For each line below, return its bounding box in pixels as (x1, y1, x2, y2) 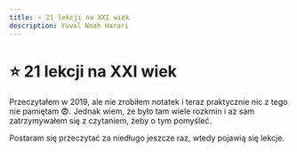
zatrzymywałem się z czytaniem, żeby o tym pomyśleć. (9, 116, 212, 126)
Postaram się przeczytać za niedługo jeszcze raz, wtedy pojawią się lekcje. (9, 132, 285, 143)
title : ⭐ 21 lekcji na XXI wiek (9, 12, 130, 22)
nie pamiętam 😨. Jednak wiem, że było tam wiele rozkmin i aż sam (9, 106, 255, 116)
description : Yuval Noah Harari (9, 21, 129, 30)
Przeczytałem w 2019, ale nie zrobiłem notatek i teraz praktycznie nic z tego (9, 97, 288, 108)
